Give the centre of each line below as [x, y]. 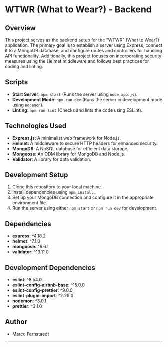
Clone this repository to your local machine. [57, 187]
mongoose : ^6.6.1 [30, 247]
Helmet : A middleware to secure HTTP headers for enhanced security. [85, 143]
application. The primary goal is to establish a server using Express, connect [84, 45]
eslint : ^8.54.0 [27, 280]
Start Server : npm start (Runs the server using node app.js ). [75, 94]
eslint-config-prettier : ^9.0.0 [43, 290]
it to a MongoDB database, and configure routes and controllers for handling [84, 50]
